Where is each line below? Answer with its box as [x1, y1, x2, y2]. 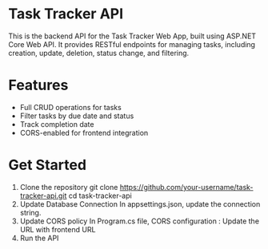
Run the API [19, 233, 59, 243]
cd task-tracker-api [68, 191, 132, 200]
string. [19, 207, 42, 217]
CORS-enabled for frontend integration [19, 128, 149, 137]
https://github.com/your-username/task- [119, 182, 254, 192]
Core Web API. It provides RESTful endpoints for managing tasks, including [8, 39, 256, 49]
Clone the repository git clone [19, 182, 118, 192]
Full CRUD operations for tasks [19, 102, 122, 112]
